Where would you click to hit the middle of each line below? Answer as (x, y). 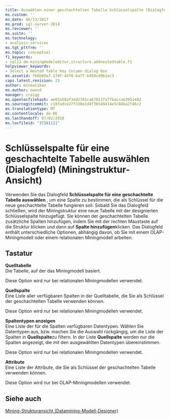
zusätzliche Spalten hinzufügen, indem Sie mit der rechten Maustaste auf (82, 221)
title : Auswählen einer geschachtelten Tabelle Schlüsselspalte (74, 10)
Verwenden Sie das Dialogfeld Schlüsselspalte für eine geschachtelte (79, 194)
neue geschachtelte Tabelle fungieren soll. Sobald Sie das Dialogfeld (77, 205)
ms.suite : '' (19, 33)
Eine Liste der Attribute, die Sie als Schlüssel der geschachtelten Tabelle (80, 367)
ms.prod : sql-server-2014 (32, 24)
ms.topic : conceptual (28, 52)
